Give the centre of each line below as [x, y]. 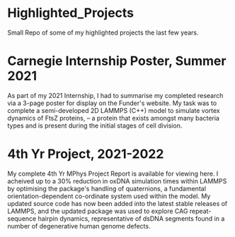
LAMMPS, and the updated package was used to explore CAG [98, 211]
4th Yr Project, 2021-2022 [86, 154]
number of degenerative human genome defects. [79, 226]
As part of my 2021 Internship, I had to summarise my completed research [115, 95]
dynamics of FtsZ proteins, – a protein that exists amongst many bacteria [113, 118]
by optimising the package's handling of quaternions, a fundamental [107, 188]
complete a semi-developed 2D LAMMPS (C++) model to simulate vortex [114, 110]
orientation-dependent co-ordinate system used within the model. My [109, 196]
